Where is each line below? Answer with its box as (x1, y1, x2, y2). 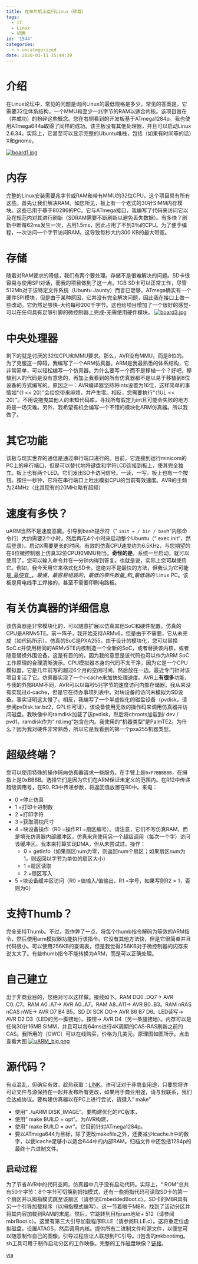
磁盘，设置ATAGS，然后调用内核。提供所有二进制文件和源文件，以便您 (11, 1225, 183, 1232)
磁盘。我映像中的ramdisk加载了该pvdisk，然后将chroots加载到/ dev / (11, 711, 179, 718)
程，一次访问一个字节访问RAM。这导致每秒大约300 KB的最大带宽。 (6, 229, 170, 236)
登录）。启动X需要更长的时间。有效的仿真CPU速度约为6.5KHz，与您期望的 (11, 542, 191, 550)
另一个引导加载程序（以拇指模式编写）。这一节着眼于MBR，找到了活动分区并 (6, 1203, 190, 1210)
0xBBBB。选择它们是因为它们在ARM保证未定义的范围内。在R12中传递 (21, 776, 190, 783)
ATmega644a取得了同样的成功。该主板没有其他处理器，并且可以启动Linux (11, 122, 192, 130)
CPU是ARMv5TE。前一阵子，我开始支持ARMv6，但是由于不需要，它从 (6, 630, 178, 637)
